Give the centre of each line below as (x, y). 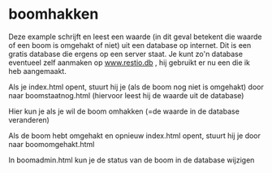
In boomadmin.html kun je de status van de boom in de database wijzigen (132, 160)
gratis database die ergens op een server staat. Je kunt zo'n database (126, 54)
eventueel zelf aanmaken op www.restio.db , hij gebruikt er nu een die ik (129, 63)
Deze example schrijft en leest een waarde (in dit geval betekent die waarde (135, 37)
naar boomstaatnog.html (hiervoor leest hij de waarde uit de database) (126, 95)
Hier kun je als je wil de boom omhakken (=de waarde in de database (124, 111)
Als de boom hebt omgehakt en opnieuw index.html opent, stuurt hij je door (135, 136)
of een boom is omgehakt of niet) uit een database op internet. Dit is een (130, 45)
